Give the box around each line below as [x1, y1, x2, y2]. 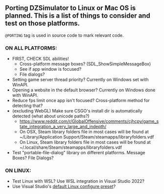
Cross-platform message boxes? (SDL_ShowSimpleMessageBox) [19, 61, 151, 67]
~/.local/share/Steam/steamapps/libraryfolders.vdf [19, 144, 122, 150]
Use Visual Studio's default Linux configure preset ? [12, 184, 116, 190]
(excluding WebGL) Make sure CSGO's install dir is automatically [12, 108, 143, 114]
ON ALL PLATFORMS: [5, 44, 57, 51]
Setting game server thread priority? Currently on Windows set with [12, 77, 149, 83]
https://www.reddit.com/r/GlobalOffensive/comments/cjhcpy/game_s [19, 118, 159, 124]
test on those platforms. [5, 19, 80, 28]
